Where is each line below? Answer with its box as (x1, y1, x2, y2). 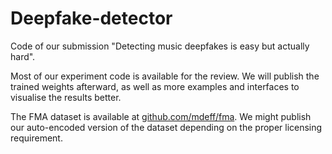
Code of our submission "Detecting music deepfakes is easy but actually (10, 40, 310, 52)
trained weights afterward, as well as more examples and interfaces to (10, 80, 300, 92)
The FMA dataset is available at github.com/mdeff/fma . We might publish (10, 110, 312, 122)
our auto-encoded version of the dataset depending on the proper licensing (10, 121, 323, 133)
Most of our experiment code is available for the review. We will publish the (10, 70, 320, 82)
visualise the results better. (10, 91, 122, 103)
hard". (10, 50, 36, 62)
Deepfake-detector (10, 7, 173, 30)
